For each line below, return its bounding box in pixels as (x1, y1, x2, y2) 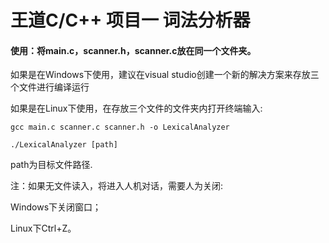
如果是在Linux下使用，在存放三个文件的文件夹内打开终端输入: (10, 102, 263, 115)
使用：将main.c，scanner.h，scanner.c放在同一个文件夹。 (10, 44, 257, 56)
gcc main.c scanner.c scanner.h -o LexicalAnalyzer (10, 122, 230, 133)
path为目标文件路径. (10, 159, 93, 171)
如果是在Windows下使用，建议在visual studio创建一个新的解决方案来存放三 (10, 69, 320, 81)
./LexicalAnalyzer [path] (10, 140, 118, 150)
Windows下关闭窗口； (10, 201, 102, 213)
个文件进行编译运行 (10, 81, 90, 93)
